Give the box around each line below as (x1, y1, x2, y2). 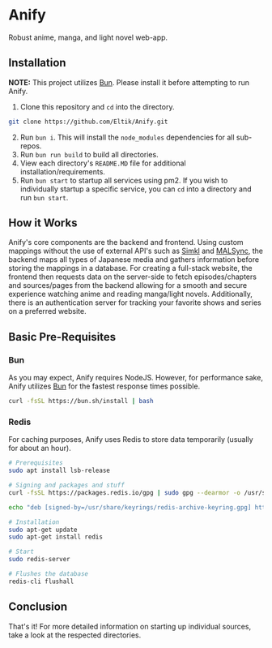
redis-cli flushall (8, 577, 74, 586)
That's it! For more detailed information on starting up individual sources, (8, 621, 252, 631)
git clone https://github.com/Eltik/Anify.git (8, 118, 168, 126)
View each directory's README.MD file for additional (19, 158, 186, 168)
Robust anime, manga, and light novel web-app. (8, 32, 168, 42)
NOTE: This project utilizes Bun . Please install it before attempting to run (8, 77, 249, 87)
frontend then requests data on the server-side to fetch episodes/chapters (8, 272, 257, 281)
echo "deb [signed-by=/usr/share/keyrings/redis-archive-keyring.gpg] (8, 503, 252, 512)
